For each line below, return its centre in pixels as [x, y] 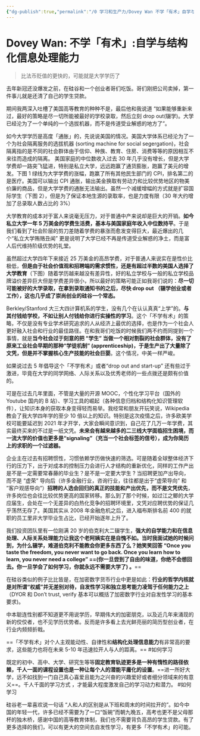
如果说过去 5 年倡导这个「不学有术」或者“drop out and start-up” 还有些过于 [99, 366]
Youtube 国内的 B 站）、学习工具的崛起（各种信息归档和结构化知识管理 [92, 401]
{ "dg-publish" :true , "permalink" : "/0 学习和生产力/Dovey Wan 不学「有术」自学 [99, 12]
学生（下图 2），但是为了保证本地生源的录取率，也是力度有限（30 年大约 [100, 196]
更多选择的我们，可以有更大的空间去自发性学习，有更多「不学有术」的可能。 [100, 727]
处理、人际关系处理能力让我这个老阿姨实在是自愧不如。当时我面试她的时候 [97, 538]
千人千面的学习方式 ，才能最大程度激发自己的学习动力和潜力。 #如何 [107, 684]
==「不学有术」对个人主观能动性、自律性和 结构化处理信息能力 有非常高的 [96, 642]
